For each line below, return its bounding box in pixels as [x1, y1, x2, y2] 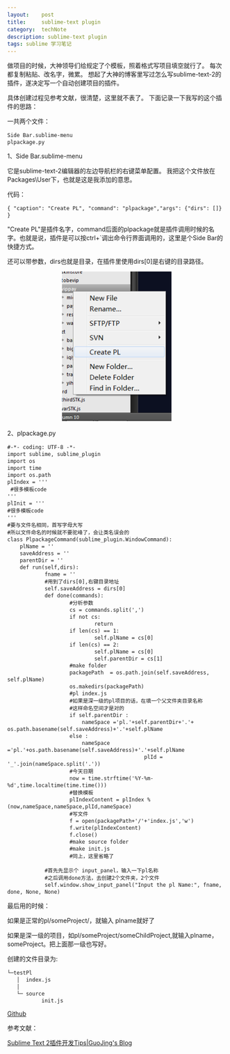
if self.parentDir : [69, 712, 129, 719]
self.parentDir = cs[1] [94, 655, 163, 663]
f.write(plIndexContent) [69, 825, 141, 832]
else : [69, 733, 89, 740]
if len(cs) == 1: [69, 627, 120, 635]
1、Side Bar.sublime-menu [7, 152, 83, 160]
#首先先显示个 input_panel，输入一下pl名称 [44, 867, 158, 874]
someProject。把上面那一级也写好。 [7, 940, 110, 948]
